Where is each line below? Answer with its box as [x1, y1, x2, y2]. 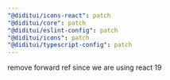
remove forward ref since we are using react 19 [7, 63, 162, 72]
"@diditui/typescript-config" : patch [7, 41, 133, 49]
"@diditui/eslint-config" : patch [7, 26, 118, 34]
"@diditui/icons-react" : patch [7, 11, 111, 20]
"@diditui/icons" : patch [7, 33, 90, 42]
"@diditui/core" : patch [7, 19, 87, 27]
